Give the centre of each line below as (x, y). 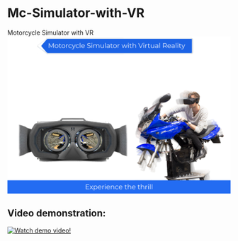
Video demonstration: (57, 213)
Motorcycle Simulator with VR (51, 33)
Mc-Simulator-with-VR (76, 13)
